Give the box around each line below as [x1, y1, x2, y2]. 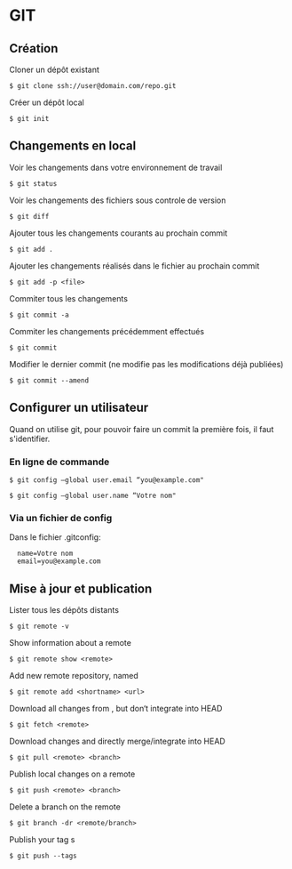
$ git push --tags [9, 851, 77, 861]
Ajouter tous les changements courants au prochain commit [9, 228, 228, 238]
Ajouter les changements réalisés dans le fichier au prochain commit [9, 260, 260, 271]
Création [9, 41, 59, 56]
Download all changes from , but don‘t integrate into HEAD [9, 704, 223, 714]
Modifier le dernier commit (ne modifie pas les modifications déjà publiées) [9, 358, 284, 369]
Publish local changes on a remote [9, 768, 136, 779]
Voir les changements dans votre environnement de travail [9, 162, 223, 173]
